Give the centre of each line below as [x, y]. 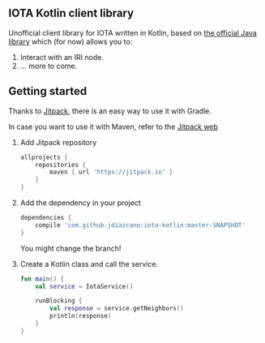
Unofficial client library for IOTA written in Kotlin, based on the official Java [133, 32]
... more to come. [49, 66]
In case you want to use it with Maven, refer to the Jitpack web [113, 126]
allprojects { [44, 157]
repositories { [61, 165]
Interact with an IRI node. [62, 57]
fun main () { [42, 279]
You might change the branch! [71, 248]
